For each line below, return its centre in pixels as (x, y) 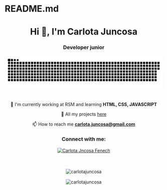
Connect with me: (84, 139)
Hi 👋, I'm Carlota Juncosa (84, 32)
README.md (32, 9)
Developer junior (84, 47)
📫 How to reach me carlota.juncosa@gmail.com (84, 124)
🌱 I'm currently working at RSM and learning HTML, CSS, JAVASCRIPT (84, 105)
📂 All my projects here (84, 114)
